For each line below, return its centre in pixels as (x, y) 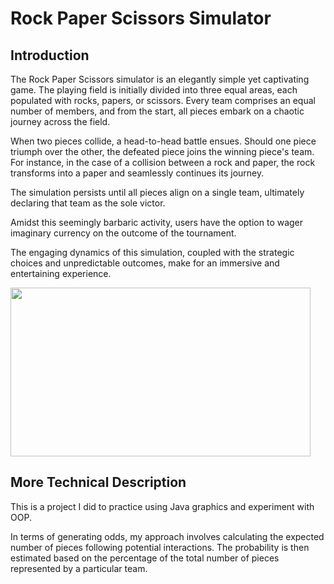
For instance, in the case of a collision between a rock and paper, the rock (163, 162)
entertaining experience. (61, 273)
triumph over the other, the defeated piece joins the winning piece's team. (162, 151)
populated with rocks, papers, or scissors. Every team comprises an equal (163, 100)
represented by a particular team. (79, 568)
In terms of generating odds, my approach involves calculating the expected (167, 536)
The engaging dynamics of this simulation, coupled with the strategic (152, 252)
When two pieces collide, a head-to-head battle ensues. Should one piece (163, 141)
